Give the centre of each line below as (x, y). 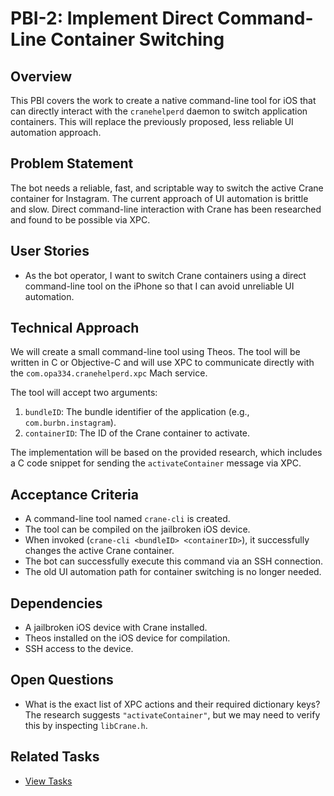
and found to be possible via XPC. (80, 219)
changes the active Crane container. (99, 551)
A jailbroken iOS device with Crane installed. (116, 628)
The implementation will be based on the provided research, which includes (166, 453)
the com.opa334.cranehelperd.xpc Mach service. (109, 373)
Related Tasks (55, 757)
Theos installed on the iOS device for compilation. (127, 638)
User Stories (50, 251)
